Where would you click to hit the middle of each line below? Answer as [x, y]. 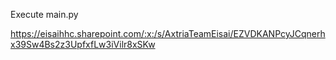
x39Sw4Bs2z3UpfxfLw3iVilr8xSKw [83, 44]
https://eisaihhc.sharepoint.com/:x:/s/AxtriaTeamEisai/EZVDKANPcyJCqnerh [168, 33]
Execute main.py [44, 14]
